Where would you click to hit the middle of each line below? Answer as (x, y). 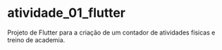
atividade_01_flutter (66, 13)
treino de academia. (36, 39)
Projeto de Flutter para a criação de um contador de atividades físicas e (111, 32)
